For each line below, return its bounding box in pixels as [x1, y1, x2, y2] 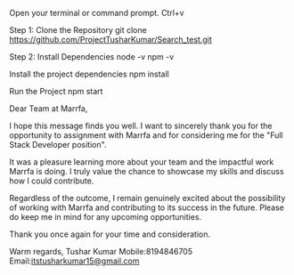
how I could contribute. [9, 175, 94, 186]
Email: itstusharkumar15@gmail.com [9, 255, 140, 266]
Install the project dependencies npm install [9, 69, 169, 79]
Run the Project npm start [9, 86, 103, 96]
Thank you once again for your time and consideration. [9, 229, 211, 239]
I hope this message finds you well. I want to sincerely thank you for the [9, 120, 273, 131]
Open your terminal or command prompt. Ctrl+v [9, 8, 184, 18]
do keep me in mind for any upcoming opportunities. [9, 212, 202, 222]
